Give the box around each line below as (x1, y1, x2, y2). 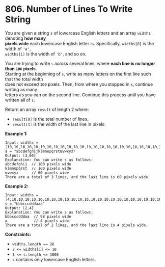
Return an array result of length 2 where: (5, 107, 89, 112)
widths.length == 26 (12, 241, 55, 246)
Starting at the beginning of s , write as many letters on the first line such (5, 71, 151, 77)
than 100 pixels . (5, 65, 37, 72)
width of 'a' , (5, 46, 31, 52)
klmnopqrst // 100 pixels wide (5, 166, 71, 171)
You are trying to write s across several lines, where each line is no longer (5, 60, 156, 66)
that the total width (5, 76, 43, 82)
